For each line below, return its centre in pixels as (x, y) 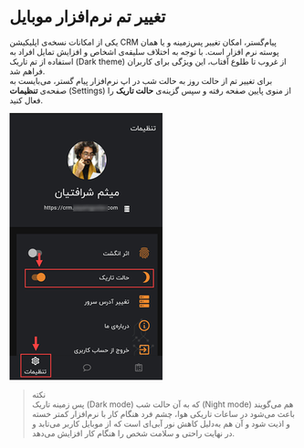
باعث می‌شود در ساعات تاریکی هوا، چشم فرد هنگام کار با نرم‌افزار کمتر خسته (163, 413)
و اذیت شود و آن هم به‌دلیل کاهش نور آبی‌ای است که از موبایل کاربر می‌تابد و (161, 423)
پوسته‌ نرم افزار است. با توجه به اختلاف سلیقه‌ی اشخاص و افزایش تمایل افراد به (145, 51)
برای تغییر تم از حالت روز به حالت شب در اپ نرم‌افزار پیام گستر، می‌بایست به (141, 80)
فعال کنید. (26, 100)
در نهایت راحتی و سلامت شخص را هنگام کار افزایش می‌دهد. (133, 433)
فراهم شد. (27, 71)
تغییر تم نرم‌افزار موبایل (88, 17)
